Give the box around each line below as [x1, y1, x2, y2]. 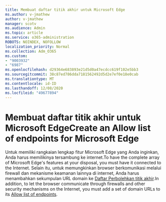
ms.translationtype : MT [5, 76, 55, 81]
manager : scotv [5, 21, 37, 26]
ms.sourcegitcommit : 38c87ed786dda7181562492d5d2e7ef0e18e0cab [5, 72, 139, 77]
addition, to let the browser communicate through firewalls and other [5, 181, 145, 187]
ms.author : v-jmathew [5, 12, 50, 17]
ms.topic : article [5, 30, 43, 35]
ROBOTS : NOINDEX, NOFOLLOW [5, 40, 61, 45]
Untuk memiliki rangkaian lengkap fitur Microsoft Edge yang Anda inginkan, [5, 149, 159, 155]
